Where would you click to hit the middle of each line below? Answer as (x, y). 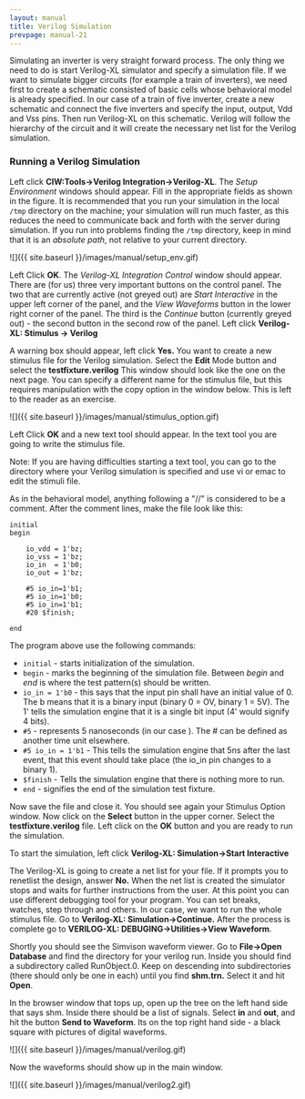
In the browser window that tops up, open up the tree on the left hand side (149, 1002)
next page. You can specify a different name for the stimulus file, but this (146, 380)
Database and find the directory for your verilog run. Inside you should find (150, 956)
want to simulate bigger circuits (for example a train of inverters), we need (148, 80)
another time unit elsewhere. (76, 740)
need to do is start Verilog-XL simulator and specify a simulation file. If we (148, 70)
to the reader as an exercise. (63, 399)
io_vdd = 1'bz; (55, 549)
